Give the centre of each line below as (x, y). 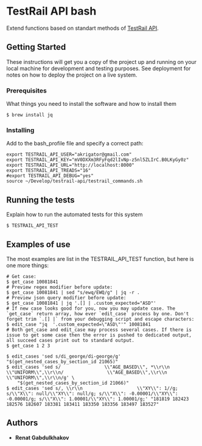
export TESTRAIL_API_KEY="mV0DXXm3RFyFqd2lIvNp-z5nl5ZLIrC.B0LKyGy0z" (98, 160)
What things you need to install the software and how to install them (91, 104)
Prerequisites (26, 91)
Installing (20, 130)
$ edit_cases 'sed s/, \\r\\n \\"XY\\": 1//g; (92, 388)
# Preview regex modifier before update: (60, 287)
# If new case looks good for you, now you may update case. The (91, 308)
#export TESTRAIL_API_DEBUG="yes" (50, 176)
